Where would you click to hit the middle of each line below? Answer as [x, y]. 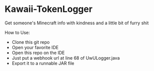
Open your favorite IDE [35, 47]
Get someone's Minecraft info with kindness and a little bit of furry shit [77, 23]
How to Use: [17, 32]
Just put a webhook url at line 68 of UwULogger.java [66, 58]
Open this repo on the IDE [38, 53]
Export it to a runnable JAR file [43, 63]
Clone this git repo [31, 42]
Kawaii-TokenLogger [49, 9]
